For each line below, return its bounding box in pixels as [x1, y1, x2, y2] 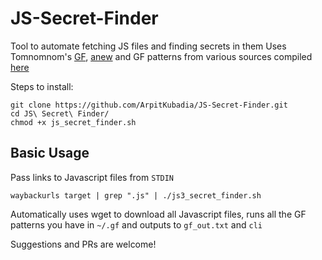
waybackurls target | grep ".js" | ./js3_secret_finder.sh [10, 190, 262, 201]
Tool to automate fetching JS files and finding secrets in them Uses [10, 40, 287, 52]
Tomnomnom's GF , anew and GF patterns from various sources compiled [10, 50, 313, 62]
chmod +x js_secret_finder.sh [10, 117, 137, 127]
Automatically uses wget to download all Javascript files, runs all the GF [10, 208, 307, 220]
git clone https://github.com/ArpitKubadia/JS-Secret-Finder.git [10, 100, 288, 110]
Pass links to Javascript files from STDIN [10, 171, 175, 183]
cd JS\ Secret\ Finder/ [10, 108, 110, 119]
